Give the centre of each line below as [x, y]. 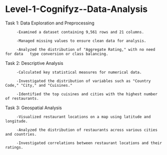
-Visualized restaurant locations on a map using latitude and [83, 117]
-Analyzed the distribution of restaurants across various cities [87, 130]
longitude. [16, 121]
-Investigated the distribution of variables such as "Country [83, 81]
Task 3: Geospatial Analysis [33, 108]
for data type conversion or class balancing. [57, 54]
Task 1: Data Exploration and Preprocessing [50, 23]
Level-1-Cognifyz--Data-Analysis [76, 9]
